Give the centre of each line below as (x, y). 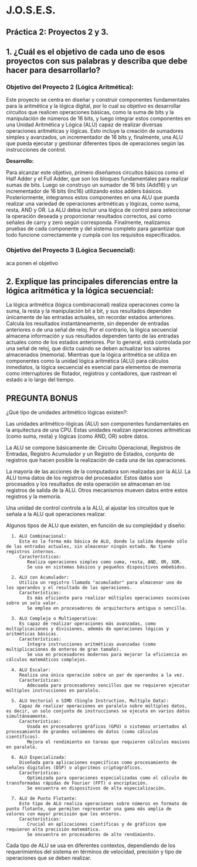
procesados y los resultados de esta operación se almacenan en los (88, 484)
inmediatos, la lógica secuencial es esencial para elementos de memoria (94, 367)
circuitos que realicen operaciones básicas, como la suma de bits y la (90, 112)
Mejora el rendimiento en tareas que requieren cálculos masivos (109, 742)
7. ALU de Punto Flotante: (44, 799)
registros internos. (31, 552)
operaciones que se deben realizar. (49, 858)
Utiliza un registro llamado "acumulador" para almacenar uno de (101, 583)
